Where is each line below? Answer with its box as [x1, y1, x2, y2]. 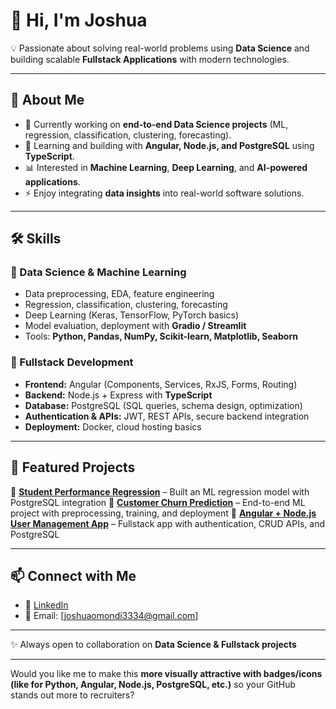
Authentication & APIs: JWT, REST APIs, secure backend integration [24, 410, 310, 422]
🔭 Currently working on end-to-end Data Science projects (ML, [24, 118, 289, 130]
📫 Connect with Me [10, 567, 137, 584]
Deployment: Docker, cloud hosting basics [24, 420, 202, 433]
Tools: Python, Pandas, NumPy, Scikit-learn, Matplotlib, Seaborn [24, 330, 298, 343]
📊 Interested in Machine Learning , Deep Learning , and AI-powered [24, 161, 308, 173]
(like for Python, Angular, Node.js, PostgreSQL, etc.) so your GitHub [10, 679, 297, 691]
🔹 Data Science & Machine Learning [10, 265, 187, 279]
